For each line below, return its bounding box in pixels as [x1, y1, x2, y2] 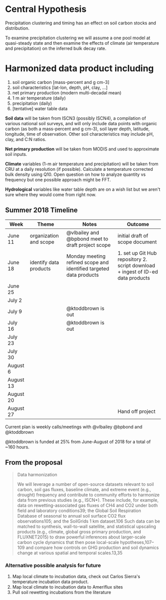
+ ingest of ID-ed [118, 268, 158, 275]
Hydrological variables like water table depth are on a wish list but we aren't [5, 186, 161, 192]
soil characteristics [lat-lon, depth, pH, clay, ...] [12, 84, 108, 90]
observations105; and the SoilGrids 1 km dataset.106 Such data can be [17, 518, 161, 524]
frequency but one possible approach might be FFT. [5, 176, 111, 182]
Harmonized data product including [5, 63, 154, 74]
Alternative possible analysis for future [5, 562, 101, 569]
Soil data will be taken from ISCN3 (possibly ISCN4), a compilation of [5, 115, 146, 121]
